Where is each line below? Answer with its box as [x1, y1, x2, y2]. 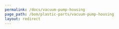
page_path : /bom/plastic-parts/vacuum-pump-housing [4, 12, 114, 17]
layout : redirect [4, 16, 41, 21]
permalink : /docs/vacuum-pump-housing [4, 7, 85, 12]
